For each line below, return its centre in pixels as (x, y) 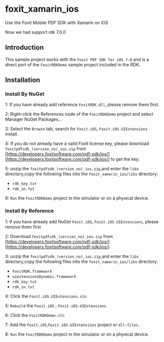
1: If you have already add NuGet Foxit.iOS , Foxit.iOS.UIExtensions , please (82, 221)
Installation (23, 80)
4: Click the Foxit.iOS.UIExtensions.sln (46, 296)
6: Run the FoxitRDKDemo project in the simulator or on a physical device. (77, 198)
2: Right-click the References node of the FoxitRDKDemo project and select (79, 114)
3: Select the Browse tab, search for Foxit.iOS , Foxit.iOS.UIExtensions (76, 129)
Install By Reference (29, 211)
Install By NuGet (25, 94)
